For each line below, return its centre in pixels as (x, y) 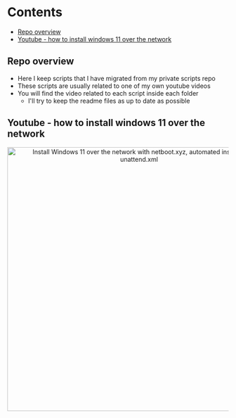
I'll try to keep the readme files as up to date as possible (109, 101)
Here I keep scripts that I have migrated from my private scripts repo (116, 78)
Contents (35, 12)
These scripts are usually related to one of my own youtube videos (114, 86)
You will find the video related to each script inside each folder (108, 93)
